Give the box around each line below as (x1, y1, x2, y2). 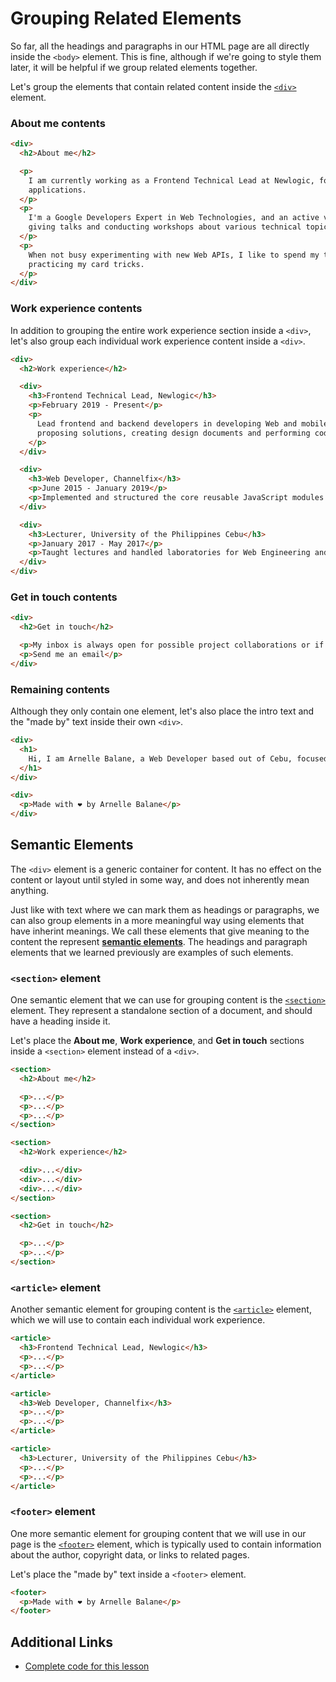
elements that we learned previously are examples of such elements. (10, 946, 294, 958)
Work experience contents (10, 302, 143, 316)
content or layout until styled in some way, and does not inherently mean (10, 873, 310, 886)
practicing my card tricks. (28, 259, 145, 269)
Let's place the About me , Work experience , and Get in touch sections (10, 1035, 305, 1047)
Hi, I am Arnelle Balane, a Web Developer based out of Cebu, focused (28, 753, 329, 764)
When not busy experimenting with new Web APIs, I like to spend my (28, 250, 320, 260)
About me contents (10, 116, 106, 130)
